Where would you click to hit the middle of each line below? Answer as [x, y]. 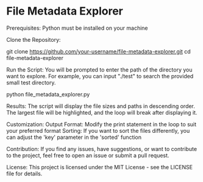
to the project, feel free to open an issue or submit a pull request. [88, 155]
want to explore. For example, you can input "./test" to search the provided [100, 76]
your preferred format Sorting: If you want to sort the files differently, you [98, 130]
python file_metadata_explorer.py [48, 94]
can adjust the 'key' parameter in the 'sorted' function [74, 137]
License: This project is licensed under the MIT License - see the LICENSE [100, 167]
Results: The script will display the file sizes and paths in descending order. [101, 106]
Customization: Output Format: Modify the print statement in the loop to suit [101, 124]
